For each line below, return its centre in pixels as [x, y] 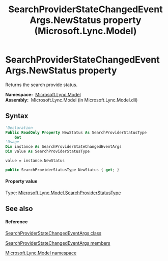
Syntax [17, 116]
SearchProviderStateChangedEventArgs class [53, 233]
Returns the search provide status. [41, 85]
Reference [17, 221]
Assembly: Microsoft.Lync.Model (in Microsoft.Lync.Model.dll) [72, 100]
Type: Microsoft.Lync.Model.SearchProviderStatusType [63, 193]
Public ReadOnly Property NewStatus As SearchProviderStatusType [76, 133]
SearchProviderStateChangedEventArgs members [58, 243]
